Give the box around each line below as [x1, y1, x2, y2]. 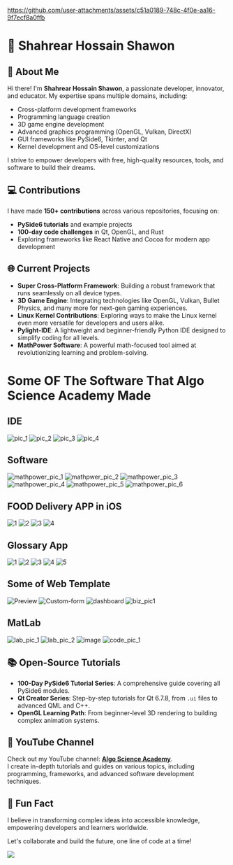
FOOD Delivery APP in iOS [7, 500, 122, 512]
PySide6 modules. [17, 686, 70, 695]
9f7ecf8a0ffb [7, 13, 45, 22]
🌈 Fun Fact [7, 797, 54, 809]
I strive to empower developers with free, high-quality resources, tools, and [7, 156, 224, 164]
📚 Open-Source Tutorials [7, 657, 121, 669]
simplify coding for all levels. [17, 333, 100, 342]
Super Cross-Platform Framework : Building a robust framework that [17, 281, 216, 290]
